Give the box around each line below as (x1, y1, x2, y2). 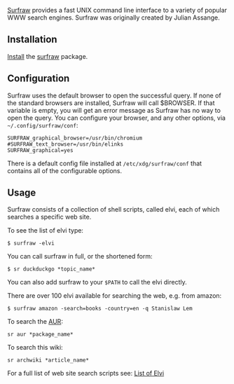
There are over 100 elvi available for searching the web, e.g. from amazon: (7, 292, 222, 300)
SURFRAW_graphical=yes (7, 146, 74, 153)
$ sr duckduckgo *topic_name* (7, 266, 96, 273)
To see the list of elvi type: (7, 226, 84, 235)
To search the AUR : (7, 317, 63, 326)
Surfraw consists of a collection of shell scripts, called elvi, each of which (7, 205, 220, 214)
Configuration (7, 73, 70, 85)
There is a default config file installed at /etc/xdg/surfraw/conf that (7, 159, 202, 167)
